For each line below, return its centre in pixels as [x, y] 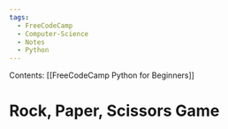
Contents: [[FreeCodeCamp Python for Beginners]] [102, 75]
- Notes [31, 42]
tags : [19, 17]
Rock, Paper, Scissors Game [114, 111]
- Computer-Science [53, 34]
